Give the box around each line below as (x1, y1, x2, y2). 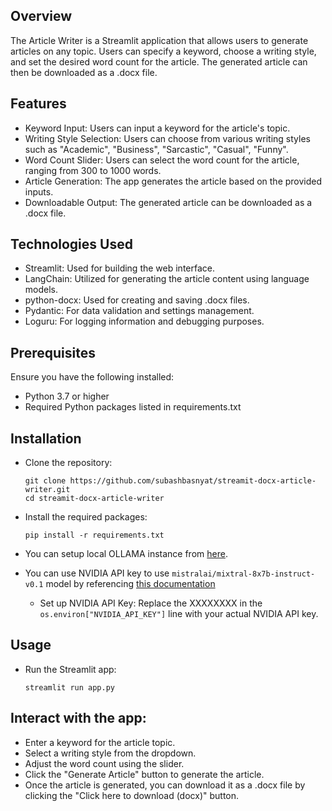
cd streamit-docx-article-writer (24, 494, 165, 504)
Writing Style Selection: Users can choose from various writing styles (24, 132, 311, 144)
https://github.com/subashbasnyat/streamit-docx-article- (69, 476, 317, 486)
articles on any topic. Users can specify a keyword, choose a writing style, (10, 45, 317, 57)
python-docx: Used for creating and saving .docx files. (24, 294, 250, 306)
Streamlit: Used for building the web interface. (24, 262, 216, 274)
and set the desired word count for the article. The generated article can (10, 55, 308, 68)
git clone (24, 476, 67, 486)
